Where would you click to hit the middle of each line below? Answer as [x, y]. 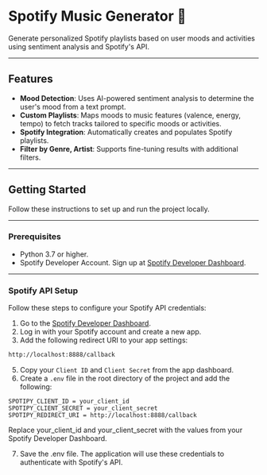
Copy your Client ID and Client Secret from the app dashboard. [127, 370]
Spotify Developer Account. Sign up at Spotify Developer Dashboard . [133, 262]
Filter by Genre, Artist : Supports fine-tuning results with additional [129, 149]
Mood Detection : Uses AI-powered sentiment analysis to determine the [137, 98]
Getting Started [47, 190]
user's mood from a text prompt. [73, 106]
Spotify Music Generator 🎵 [97, 16]
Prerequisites [35, 237]
